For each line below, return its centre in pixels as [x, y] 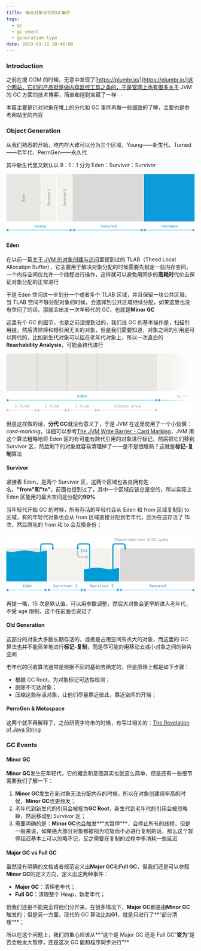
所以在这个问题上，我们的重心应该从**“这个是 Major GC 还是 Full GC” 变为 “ [98, 935]
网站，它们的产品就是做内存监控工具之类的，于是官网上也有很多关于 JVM [102, 87]
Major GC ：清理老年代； [45, 887]
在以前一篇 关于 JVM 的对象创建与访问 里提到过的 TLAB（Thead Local [91, 259]
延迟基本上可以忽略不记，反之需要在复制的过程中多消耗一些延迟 [99, 838]
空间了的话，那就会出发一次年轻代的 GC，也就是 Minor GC [83, 309]
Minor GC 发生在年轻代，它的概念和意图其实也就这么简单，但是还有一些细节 [100, 774]
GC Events [22, 745]
